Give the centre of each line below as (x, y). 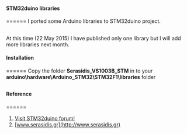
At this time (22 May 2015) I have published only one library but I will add (93, 38)
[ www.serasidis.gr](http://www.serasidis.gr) (67, 124)
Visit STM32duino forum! (44, 118)
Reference (19, 94)
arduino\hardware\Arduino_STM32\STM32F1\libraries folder (81, 77)
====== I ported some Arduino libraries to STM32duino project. (83, 21)
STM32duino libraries (33, 8)
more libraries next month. (38, 44)
